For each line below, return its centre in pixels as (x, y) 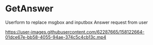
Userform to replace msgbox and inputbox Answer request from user (76, 22)
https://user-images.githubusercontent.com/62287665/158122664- (75, 32)
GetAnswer (29, 9)
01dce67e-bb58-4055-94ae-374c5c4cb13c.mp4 (56, 37)
